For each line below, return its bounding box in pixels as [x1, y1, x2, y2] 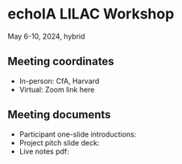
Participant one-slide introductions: [19, 129, 137, 139]
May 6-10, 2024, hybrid [7, 31, 85, 41]
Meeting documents [7, 108, 111, 121]
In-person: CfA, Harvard [19, 76, 100, 85]
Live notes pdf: [19, 146, 69, 156]
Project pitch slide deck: [19, 137, 100, 147]
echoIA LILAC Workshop [7, 5, 175, 23]
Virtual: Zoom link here [19, 84, 95, 94]
